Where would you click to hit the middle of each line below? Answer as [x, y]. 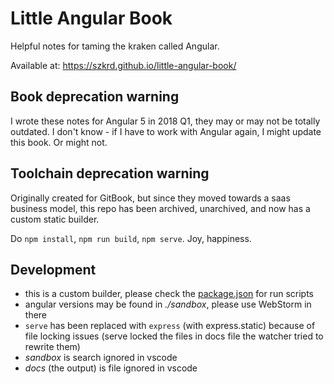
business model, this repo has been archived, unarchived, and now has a [160, 208]
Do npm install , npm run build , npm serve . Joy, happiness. [131, 238]
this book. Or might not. [59, 142]
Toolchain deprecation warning [110, 173]
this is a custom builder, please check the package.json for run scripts [169, 294]
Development [53, 269]
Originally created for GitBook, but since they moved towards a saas [150, 198]
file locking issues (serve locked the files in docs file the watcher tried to [174, 336]
